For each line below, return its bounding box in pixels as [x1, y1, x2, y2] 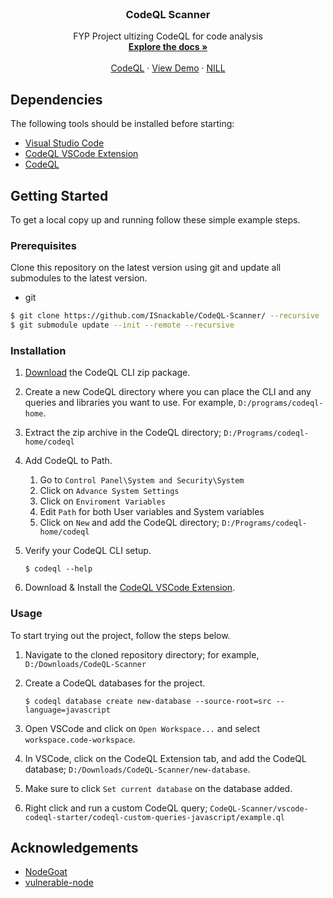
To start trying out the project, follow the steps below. [10, 629, 231, 641]
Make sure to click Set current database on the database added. [24, 782, 293, 794]
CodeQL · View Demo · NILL [110, 62, 226, 74]
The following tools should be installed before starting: [10, 118, 235, 130]
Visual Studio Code [24, 137, 105, 149]
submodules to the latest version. [10, 272, 148, 284]
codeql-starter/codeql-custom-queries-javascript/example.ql [24, 812, 286, 822]
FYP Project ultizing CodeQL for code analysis [73, 30, 263, 42]
